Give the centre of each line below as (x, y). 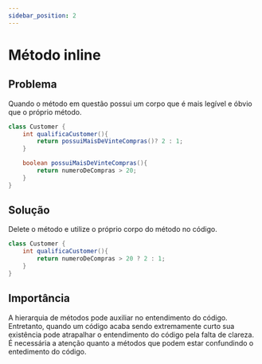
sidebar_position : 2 (43, 16)
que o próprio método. (45, 112)
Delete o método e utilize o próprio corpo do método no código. (113, 229)
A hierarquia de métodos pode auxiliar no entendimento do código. (118, 317)
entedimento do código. (47, 351)
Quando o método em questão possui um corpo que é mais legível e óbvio (130, 104)
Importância (39, 298)
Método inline (55, 55)
